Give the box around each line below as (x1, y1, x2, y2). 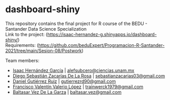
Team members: (5, 57, 40, 63)
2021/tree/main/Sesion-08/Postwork (5, 47, 82, 54)
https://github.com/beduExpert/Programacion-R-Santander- (38, 42, 165, 48)
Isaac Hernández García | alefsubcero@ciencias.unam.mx (12, 67, 135, 73)
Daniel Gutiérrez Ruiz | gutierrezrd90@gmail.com (12, 78, 116, 84)
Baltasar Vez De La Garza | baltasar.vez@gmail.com (12, 89, 122, 95)
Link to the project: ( (5, 31, 48, 37)
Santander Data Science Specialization (5, 26, 87, 32)
